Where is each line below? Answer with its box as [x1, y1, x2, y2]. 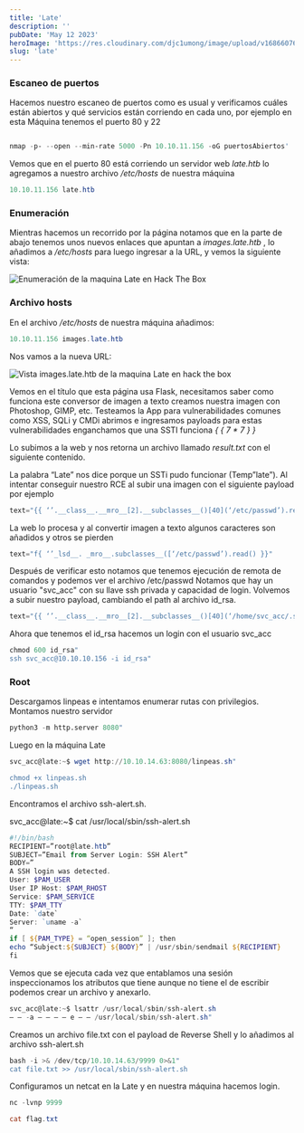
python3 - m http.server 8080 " [9, 723, 124, 733]
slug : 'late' [9, 47, 59, 56]
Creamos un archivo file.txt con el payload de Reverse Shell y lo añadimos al [9, 1029, 294, 1040]
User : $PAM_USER [9, 875, 71, 885]
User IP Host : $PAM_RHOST [9, 884, 107, 893]
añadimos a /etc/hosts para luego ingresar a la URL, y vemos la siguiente [9, 246, 281, 258]
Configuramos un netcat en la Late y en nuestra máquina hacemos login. [9, 1081, 280, 1091]
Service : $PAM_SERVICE [9, 892, 95, 901]
